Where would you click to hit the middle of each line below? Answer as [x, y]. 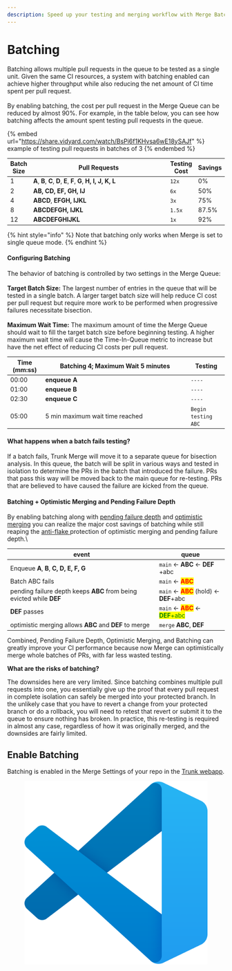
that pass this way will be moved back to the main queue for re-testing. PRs [115, 479]
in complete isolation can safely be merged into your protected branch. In [112, 696]
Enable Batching [43, 755]
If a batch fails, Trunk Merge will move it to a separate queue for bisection [112, 456]
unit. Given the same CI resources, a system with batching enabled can [108, 76]
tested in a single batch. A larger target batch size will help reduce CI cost [112, 296]
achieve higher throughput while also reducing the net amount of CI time [110, 84]
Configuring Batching [39, 258]
